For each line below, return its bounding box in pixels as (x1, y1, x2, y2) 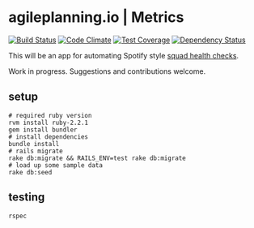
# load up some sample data (8, 161, 104, 170)
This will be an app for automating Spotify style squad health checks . (8, 50, 239, 60)
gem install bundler (8, 126, 78, 134)
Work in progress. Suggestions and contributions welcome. (8, 66, 206, 76)
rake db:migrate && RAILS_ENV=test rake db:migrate (8, 154, 186, 162)
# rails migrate (8, 147, 63, 155)
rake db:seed (8, 168, 53, 176)
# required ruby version (8, 111, 92, 119)
